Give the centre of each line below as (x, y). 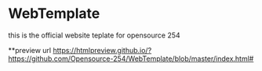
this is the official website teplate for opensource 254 (94, 35)
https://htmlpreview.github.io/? (102, 50)
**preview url (30, 50)
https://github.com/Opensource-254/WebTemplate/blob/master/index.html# (131, 59)
